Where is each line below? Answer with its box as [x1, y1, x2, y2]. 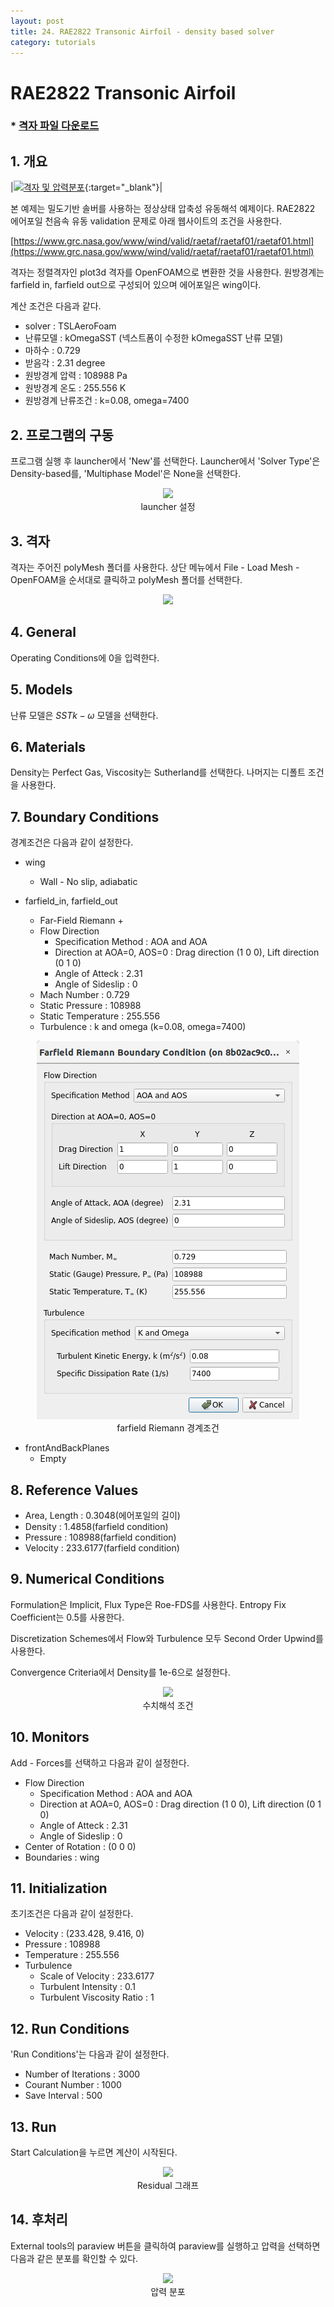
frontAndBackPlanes [24, 1442, 110, 1454]
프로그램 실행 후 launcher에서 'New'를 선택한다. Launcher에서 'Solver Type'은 [10, 455, 321, 467]
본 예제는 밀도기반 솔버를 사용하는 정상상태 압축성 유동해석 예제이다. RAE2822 [10, 203, 316, 215]
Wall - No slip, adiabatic [39, 876, 138, 888]
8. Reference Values [10, 1481, 139, 1499]
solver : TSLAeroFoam [24, 320, 117, 332]
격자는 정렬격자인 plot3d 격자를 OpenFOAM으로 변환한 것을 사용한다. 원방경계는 [10, 266, 325, 279]
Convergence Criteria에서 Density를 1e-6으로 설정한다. [10, 1666, 231, 1678]
